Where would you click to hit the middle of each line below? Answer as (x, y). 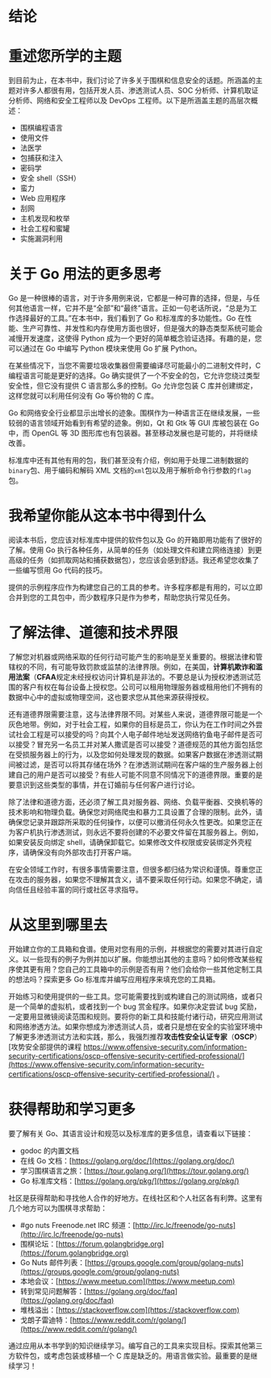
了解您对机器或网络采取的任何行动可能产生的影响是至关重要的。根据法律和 (132, 656)
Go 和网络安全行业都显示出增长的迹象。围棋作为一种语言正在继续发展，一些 (134, 413)
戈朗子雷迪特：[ (46, 1320)
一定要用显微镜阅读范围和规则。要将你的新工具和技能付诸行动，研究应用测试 (135, 1016)
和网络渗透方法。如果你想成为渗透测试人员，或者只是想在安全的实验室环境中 (135, 1026)
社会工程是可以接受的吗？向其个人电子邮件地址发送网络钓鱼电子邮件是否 (135, 734)
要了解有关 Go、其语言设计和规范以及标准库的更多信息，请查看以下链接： (131, 1133)
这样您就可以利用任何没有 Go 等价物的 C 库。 (83, 396)
